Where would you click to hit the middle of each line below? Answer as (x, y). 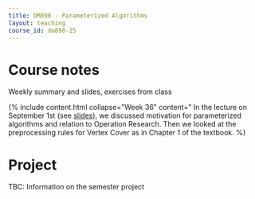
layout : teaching (37, 23)
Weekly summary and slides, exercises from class (90, 92)
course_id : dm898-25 (43, 30)
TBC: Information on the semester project (76, 187)
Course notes (54, 70)
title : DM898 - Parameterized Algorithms (78, 16)
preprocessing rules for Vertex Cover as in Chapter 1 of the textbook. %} (127, 133)
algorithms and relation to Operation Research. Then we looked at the (122, 124)
